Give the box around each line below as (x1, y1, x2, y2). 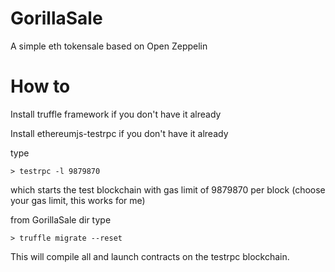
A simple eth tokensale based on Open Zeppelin (10, 40, 208, 52)
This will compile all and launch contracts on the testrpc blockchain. (10, 250, 290, 262)
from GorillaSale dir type (10, 213, 112, 226)
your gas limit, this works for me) (10, 194, 146, 206)
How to (10, 75, 71, 98)
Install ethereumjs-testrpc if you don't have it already (10, 127, 229, 139)
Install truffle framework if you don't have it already (10, 108, 222, 120)
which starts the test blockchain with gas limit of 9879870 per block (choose (10, 183, 326, 196)
